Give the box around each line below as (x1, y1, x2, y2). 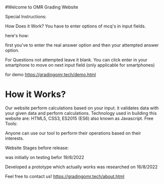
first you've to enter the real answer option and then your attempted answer (5, 42, 159, 48)
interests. (5, 135, 24, 141)
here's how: (5, 33, 29, 38)
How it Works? (5, 89, 66, 100)
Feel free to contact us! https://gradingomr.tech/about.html (5, 173, 125, 179)
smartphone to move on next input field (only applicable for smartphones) (5, 62, 155, 68)
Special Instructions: (5, 14, 47, 19)
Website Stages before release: (5, 145, 69, 151)
